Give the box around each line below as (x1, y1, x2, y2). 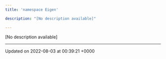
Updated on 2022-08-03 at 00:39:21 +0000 (5, 48, 95, 54)
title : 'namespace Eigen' (5, 7, 58, 12)
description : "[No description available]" (5, 16, 96, 21)
